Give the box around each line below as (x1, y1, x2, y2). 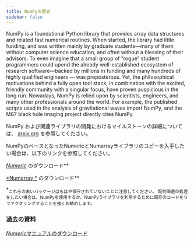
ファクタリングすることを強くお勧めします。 (6, 201, 95, 207)
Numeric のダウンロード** (6, 162, 69, 169)
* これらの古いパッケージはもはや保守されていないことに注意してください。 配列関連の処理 (6, 186, 188, 194)
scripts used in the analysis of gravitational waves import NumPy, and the (6, 104, 182, 111)
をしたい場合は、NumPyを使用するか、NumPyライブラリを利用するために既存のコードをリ (6, 195, 188, 201)
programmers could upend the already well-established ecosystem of (6, 61, 174, 68)
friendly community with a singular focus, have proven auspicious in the (6, 86, 179, 93)
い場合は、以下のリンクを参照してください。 (6, 149, 114, 156)
